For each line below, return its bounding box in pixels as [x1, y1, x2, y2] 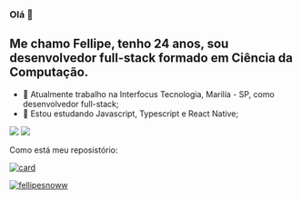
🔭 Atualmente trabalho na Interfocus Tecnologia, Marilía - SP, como [22, 88, 275, 99]
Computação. [9, 65, 89, 80]
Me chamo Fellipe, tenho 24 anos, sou [9, 36, 229, 52]
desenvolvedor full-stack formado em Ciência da [9, 50, 294, 66]
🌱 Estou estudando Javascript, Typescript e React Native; [22, 108, 239, 119]
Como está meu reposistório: [9, 144, 118, 155]
